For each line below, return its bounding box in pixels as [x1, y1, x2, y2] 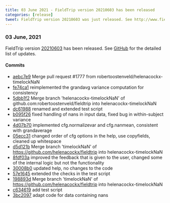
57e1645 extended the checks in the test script [12, 171, 110, 177]
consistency [12, 89, 38, 95]
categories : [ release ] [5, 12, 53, 17]
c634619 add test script [12, 186, 62, 193]
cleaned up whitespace [12, 138, 62, 144]
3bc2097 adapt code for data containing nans [12, 192, 109, 198]
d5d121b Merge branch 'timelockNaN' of [12, 143, 97, 150]
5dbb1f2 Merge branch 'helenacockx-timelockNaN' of [12, 95, 125, 101]
